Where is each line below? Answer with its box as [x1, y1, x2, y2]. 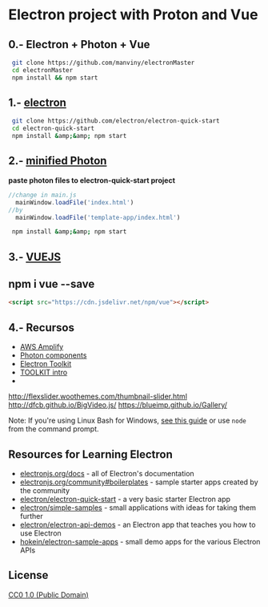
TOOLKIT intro [19, 367, 68, 378]
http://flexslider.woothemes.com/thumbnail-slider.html [8, 391, 188, 402]
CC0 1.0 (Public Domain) [8, 589, 90, 599]
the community [19, 485, 70, 495]
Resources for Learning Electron [8, 447, 174, 461]
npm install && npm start [11, 74, 98, 82]
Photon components [19, 350, 87, 360]
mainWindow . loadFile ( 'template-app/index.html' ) [15, 213, 181, 221]
